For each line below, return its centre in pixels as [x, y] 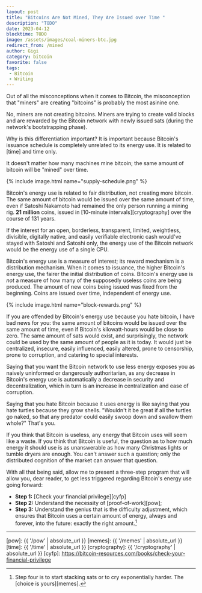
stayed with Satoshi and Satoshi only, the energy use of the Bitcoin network [100, 243]
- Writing [21, 79]
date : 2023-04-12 [28, 29]
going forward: [25, 485]
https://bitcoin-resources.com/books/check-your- [124, 553]
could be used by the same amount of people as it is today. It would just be [99, 342]
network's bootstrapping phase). [47, 127]
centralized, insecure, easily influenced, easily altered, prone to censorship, [100, 349]
